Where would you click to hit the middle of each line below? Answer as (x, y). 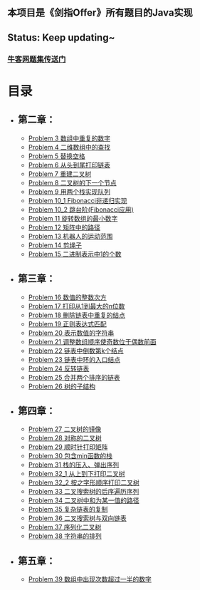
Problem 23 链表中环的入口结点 (74, 359)
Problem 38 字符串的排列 (65, 536)
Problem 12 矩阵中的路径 (64, 227)
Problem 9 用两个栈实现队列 (69, 192)
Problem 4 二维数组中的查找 (69, 147)
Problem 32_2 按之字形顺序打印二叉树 (84, 482)
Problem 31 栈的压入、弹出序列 (74, 465)
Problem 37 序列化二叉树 (65, 527)
